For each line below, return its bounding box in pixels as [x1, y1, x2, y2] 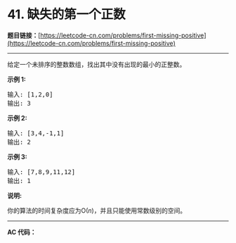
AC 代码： [7, 228, 37, 236]
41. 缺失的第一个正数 [7, 6, 126, 23]
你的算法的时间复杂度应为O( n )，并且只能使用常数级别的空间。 [7, 206, 187, 215]
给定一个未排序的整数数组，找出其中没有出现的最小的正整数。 [7, 60, 186, 68]
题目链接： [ [7, 31, 41, 39]
